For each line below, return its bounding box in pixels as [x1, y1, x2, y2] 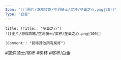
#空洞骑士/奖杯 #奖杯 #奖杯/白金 [5, 50, 71, 56]
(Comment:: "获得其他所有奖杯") [5, 40, 65, 45]
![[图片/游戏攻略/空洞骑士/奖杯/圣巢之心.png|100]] [5, 31, 101, 36]
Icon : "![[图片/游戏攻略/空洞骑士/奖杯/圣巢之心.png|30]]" [5, 7, 117, 12]
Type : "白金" [5, 12, 30, 17]
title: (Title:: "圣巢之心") [5, 26, 62, 31]
